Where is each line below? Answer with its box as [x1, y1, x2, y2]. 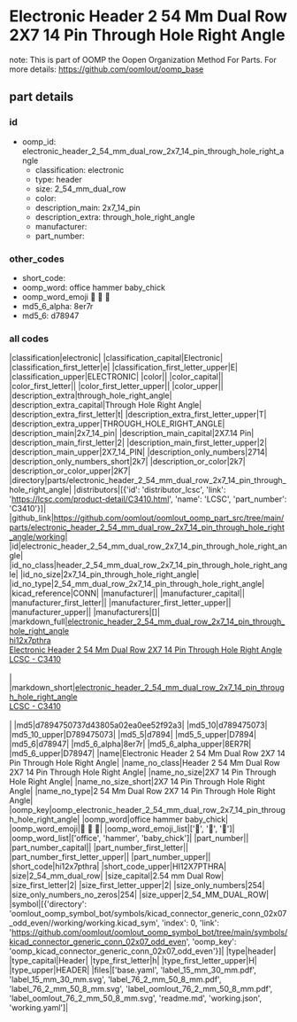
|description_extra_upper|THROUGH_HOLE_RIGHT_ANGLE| [9, 418, 225, 429]
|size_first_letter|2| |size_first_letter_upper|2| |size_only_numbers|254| [9, 880, 265, 891]
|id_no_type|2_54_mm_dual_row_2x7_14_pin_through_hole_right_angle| [9, 579, 265, 589]
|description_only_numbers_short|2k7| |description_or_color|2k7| [9, 456, 246, 467]
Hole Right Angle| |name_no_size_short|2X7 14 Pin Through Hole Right [9, 776, 265, 787]
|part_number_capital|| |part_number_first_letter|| [9, 842, 189, 853]
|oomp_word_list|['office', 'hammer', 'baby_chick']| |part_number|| [9, 833, 249, 844]
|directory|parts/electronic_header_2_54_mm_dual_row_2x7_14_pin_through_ [9, 475, 286, 486]
